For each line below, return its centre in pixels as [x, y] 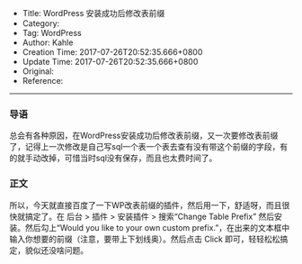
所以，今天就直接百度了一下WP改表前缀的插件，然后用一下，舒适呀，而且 [146, 205]
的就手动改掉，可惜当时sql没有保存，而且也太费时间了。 [113, 158]
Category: [41, 23]
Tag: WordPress [52, 33]
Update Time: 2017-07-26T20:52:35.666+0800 [110, 62]
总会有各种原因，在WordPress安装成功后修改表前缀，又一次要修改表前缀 [144, 136]
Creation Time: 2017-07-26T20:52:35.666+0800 [112, 52]
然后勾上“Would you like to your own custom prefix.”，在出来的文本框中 [157, 227]
